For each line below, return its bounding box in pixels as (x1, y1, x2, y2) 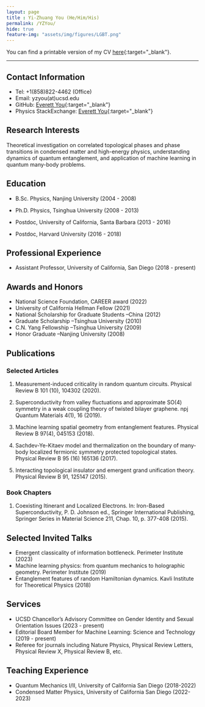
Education (6, 178, 46, 189)
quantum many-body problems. (6, 161, 86, 168)
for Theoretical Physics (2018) (15, 581, 92, 589)
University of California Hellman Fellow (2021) (15, 305, 131, 312)
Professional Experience (6, 248, 102, 258)
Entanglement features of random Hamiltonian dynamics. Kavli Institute (15, 575, 194, 582)
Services (6, 599, 41, 609)
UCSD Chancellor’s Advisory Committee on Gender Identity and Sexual (15, 615, 194, 623)
